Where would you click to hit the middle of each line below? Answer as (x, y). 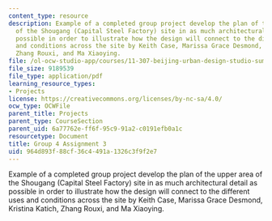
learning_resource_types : (52, 83)
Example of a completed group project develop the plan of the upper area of (136, 174)
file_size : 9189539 (41, 69)
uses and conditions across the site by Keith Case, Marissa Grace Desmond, (136, 200)
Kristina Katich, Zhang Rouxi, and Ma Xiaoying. (86, 209)
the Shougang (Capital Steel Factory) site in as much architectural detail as (133, 183)
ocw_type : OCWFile (39, 106)
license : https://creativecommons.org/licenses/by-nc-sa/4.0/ (115, 99)
